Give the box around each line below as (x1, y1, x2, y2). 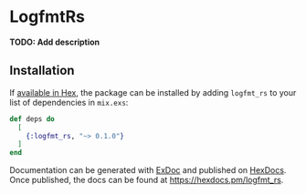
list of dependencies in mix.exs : (9, 97, 129, 107)
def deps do (9, 114, 55, 124)
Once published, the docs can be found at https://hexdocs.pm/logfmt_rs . (9, 175, 284, 186)
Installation (9, 63, 75, 78)
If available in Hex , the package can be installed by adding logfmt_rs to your (9, 87, 297, 97)
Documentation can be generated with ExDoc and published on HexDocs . (9, 165, 287, 176)
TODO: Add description (9, 36, 100, 47)
